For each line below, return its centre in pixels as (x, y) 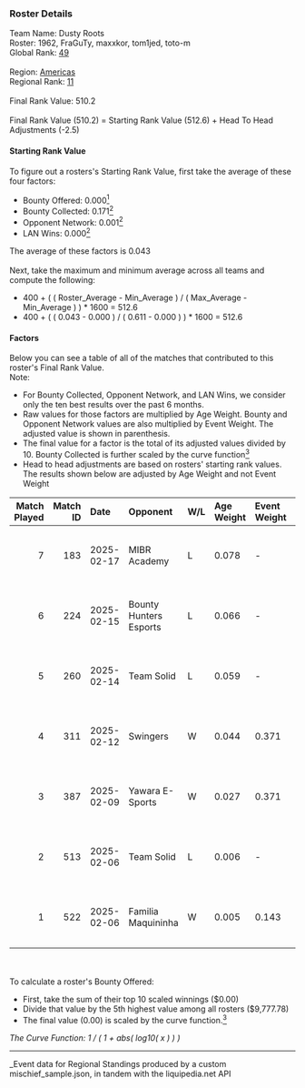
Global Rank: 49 (39, 53)
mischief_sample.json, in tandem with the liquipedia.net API (120, 1073)
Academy (149, 560)
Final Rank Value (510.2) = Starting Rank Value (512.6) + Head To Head (142, 120)
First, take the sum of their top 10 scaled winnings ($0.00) (130, 999)
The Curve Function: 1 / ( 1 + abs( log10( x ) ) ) (95, 1038)
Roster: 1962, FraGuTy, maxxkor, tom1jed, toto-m (100, 43)
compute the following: (52, 280)
